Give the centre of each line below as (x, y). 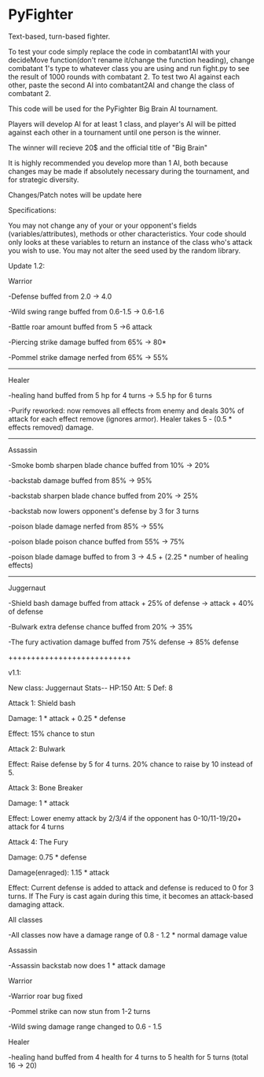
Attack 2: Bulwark (37, 748)
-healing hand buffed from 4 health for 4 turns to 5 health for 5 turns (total (128, 1057)
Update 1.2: (27, 266)
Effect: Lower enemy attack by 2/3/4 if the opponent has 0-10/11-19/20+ (125, 818)
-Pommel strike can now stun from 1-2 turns (79, 1011)
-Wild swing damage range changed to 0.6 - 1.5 (85, 1027)
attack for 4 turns (36, 826)
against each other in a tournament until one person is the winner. (115, 132)
